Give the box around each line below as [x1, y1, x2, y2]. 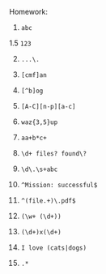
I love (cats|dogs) [20, 244, 87, 252]
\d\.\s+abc [20, 165, 58, 173]
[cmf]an [20, 71, 47, 79]
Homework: [9, 7, 48, 16]
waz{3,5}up [20, 118, 58, 126]
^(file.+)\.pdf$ [20, 197, 76, 205]
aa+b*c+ [20, 134, 47, 142]
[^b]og [20, 87, 44, 95]
